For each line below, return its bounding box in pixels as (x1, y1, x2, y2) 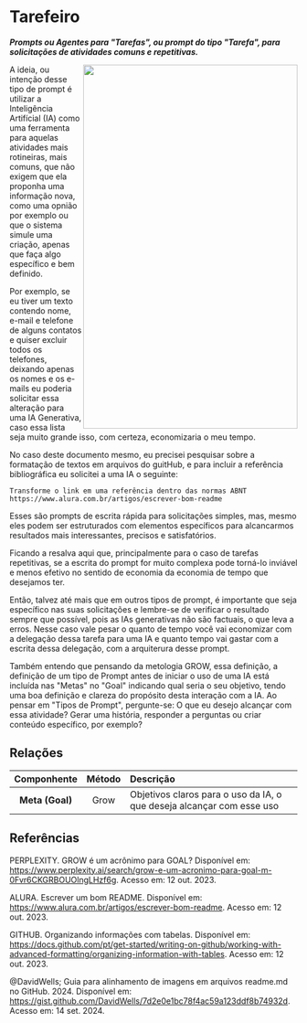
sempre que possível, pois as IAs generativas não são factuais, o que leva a (9, 613, 294, 624)
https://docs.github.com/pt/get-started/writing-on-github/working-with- (9, 939, 281, 950)
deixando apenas (9, 363, 75, 374)
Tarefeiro (9, 6, 80, 27)
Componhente (14, 773, 78, 785)
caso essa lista (9, 421, 66, 432)
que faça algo (9, 249, 61, 260)
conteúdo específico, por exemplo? (9, 719, 143, 730)
